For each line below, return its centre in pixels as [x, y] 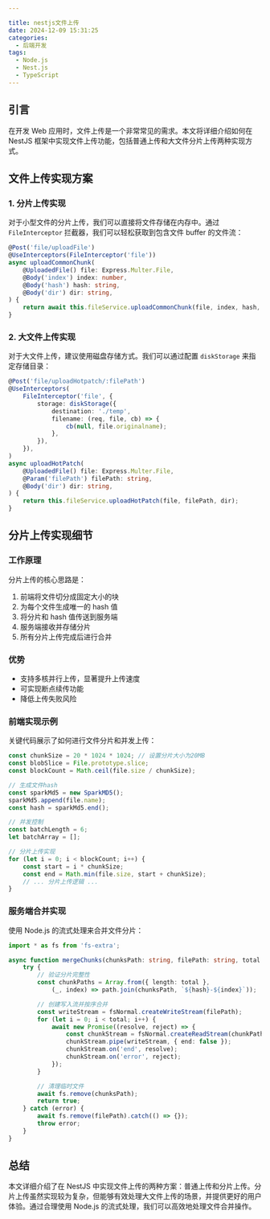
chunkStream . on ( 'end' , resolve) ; [122, 1049]
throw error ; [59, 1123]
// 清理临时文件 [61, 1086]
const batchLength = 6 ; [48, 830]
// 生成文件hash [33, 785]
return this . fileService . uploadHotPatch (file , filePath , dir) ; [131, 501]
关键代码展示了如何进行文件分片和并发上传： [82, 741]
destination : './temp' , [91, 411]
